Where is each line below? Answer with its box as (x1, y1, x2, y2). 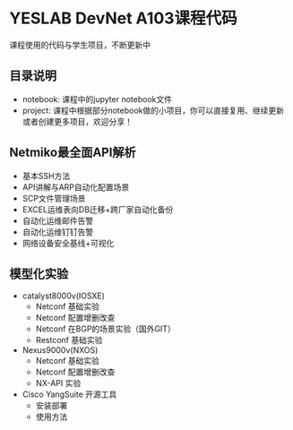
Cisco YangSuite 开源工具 (22, 389, 117, 400)
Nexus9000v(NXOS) (22, 345, 99, 356)
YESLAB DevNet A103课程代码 (9, 8, 237, 29)
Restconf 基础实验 (35, 335, 103, 346)
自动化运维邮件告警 (22, 215, 94, 226)
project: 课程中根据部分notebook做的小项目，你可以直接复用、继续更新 (22, 105, 285, 116)
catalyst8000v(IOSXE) (22, 290, 106, 301)
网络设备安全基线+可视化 (22, 237, 115, 248)
